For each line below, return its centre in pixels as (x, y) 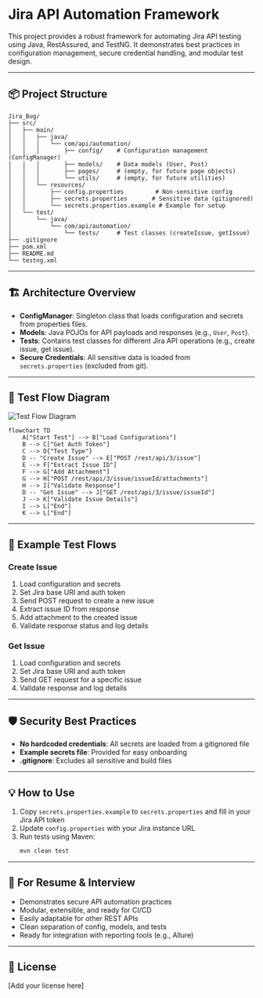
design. (20, 61)
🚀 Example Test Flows (62, 544)
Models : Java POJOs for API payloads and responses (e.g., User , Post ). (135, 332)
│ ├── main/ (31, 130)
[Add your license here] (46, 985)
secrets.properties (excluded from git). (84, 366)
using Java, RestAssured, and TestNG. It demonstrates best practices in (124, 44)
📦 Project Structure (58, 95)
